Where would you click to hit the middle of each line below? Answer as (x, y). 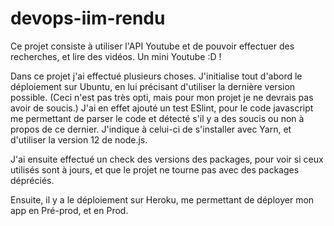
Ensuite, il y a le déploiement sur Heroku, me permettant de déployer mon (162, 199)
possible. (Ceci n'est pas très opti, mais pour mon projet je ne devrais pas (162, 97)
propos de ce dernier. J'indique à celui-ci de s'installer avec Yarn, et (151, 129)
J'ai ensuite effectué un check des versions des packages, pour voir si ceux (167, 159)
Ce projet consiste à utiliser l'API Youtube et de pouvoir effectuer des (152, 46)
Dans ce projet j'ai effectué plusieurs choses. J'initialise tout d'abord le (156, 76)
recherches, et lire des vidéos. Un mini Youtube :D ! (116, 56)
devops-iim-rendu (88, 18)
